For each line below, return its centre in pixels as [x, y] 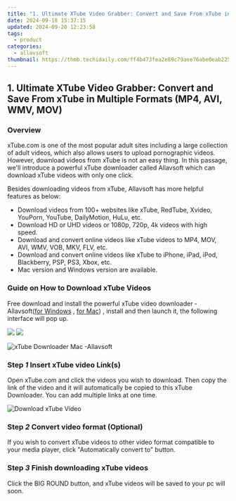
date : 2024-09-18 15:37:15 [47, 20]
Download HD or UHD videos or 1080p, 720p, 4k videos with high [112, 225]
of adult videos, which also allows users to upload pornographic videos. [111, 153]
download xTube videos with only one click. [71, 175]
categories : [25, 46]
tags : [15, 33]
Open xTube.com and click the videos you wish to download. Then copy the [117, 380]
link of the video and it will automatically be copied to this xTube [100, 388]
